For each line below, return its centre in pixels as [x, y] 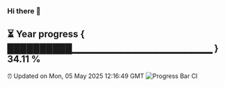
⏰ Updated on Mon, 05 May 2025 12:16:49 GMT [76, 76]
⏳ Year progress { [46, 34]
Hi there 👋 [24, 11]
